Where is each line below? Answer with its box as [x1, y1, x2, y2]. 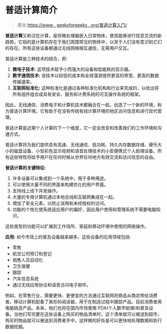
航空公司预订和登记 [12, 250, 52, 257]
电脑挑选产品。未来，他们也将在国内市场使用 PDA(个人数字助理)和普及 [5, 305, 149, 311]
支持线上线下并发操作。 [12, 187, 61, 193]
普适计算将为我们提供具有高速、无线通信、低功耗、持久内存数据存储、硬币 [5, 142, 158, 148]
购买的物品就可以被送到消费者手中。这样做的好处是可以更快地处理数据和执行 [5, 317, 162, 323]
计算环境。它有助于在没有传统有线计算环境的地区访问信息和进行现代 [18, 108, 158, 114]
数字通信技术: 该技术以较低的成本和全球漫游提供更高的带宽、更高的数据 [12, 72, 159, 78]
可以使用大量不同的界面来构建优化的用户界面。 [12, 181, 108, 187]
